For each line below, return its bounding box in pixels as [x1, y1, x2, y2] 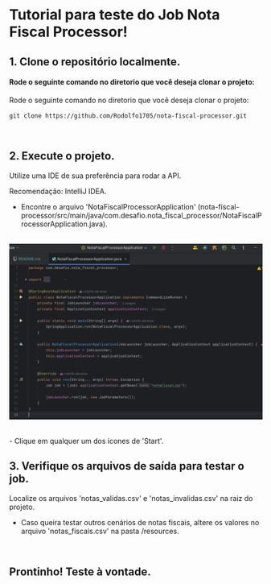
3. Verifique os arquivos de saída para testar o [9, 459, 244, 473]
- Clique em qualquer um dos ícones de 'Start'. [9, 437, 164, 446]
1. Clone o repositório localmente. [9, 55, 181, 68]
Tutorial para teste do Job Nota [9, 6, 220, 24]
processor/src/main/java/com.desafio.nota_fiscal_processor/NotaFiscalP [20, 210, 262, 220]
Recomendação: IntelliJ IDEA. [9, 186, 107, 196]
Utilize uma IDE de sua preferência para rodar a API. [9, 171, 182, 180]
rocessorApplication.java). [20, 219, 108, 229]
